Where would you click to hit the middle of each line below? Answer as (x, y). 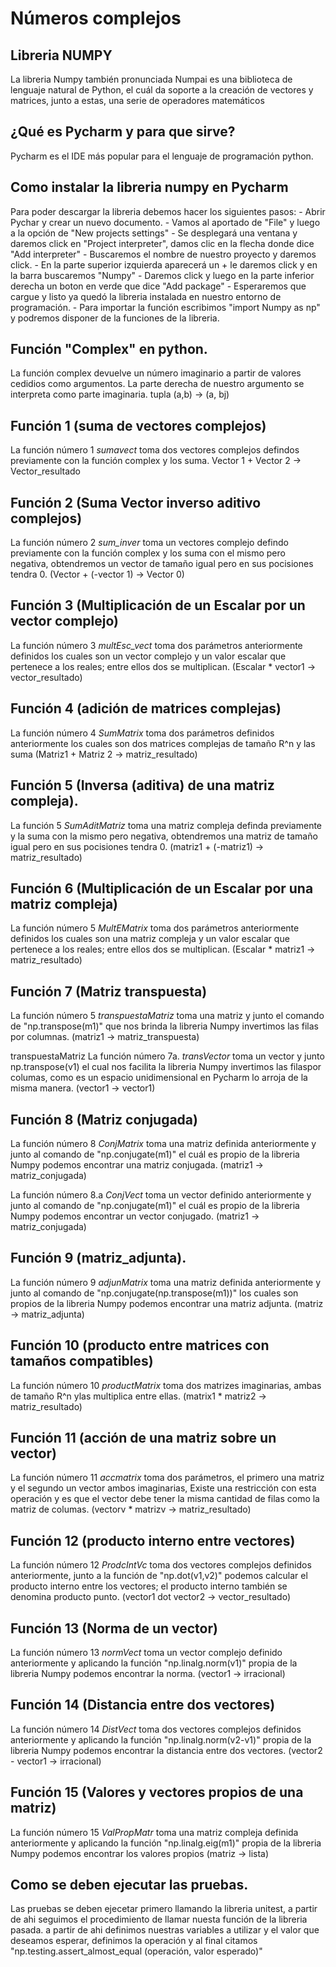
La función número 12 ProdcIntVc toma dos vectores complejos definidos (161, 1565)
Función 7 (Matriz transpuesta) (109, 991)
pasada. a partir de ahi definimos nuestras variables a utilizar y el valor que (165, 1930)
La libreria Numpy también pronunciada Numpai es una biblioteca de (151, 79)
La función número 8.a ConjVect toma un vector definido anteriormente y (161, 1194)
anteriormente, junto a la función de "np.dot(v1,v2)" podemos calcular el (159, 1576)
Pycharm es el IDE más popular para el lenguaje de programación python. (162, 156)
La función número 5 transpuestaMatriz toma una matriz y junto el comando (167, 1016)
